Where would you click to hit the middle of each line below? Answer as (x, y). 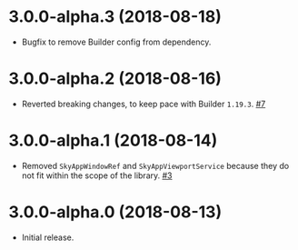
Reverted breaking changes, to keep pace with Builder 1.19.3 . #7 (144, 104)
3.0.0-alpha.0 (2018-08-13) (115, 212)
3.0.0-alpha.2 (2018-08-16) (115, 79)
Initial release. (48, 237)
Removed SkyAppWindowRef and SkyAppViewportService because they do (155, 165)
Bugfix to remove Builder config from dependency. (116, 42)
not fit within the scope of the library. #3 (97, 175)
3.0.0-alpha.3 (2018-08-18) (115, 17)
